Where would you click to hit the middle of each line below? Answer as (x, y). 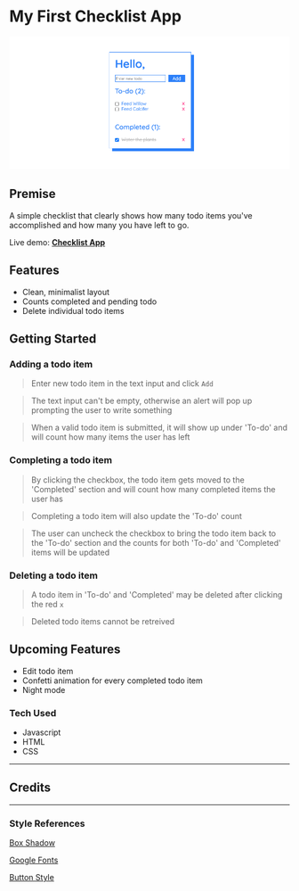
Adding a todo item (51, 364)
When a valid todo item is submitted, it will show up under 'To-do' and (159, 428)
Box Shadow (32, 843)
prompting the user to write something (101, 410)
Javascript (41, 732)
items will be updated (70, 552)
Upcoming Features (65, 650)
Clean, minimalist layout (65, 292)
